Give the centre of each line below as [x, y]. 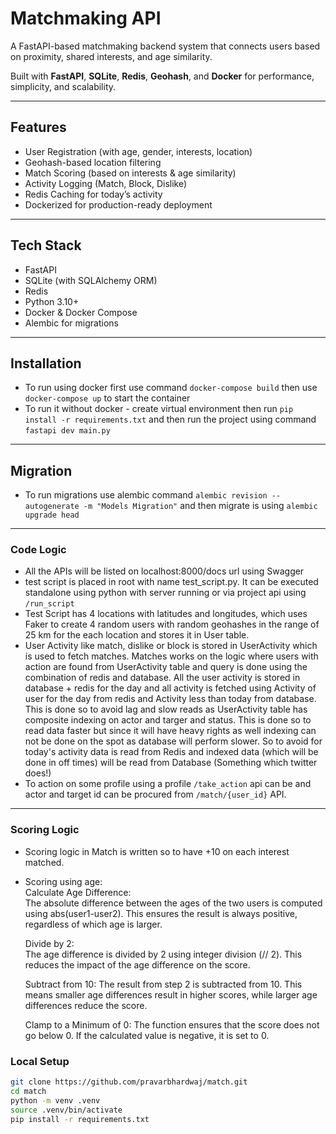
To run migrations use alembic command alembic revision [146, 495]
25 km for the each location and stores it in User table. [137, 635]
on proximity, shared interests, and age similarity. [111, 56]
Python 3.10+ [52, 301]
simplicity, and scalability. [63, 86]
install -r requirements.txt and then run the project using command [170, 419]
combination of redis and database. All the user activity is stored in [162, 678]
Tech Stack [46, 245]
